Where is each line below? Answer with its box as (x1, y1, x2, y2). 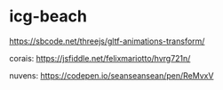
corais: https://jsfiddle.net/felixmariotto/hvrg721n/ (9, 53, 191, 63)
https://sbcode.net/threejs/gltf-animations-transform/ (9, 36, 205, 46)
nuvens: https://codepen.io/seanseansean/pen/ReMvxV (9, 70, 214, 81)
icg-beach (9, 6, 87, 27)
